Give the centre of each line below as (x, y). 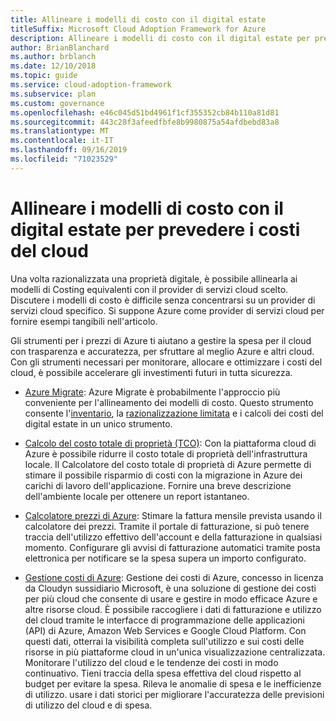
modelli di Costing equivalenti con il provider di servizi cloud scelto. (149, 289)
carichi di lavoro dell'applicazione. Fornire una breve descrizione (158, 485)
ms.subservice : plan (53, 94)
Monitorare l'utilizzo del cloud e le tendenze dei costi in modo (151, 662)
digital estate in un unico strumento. (98, 423)
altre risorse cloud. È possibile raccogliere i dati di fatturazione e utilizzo (173, 609)
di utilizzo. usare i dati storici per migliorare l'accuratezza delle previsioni (174, 694)
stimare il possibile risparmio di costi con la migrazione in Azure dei (163, 475)
